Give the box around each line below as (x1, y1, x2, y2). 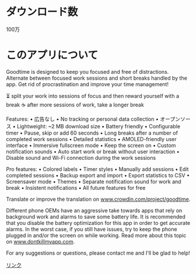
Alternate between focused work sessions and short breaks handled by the (6, 74, 187, 81)
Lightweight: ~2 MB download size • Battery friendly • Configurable (16, 122, 180, 129)
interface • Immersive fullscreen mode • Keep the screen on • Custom (6, 142, 177, 149)
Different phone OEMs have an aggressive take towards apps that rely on (6, 207, 183, 214)
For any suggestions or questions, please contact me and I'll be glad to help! (6, 249, 190, 256)
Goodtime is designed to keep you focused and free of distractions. (6, 68, 169, 75)
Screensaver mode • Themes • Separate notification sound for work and (6, 178, 181, 185)
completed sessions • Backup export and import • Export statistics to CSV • (6, 172, 190, 179)
